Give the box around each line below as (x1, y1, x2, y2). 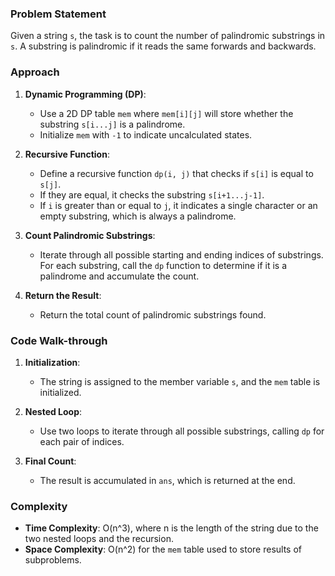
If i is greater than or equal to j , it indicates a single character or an (39, 199, 318, 211)
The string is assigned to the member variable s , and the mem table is (39, 375, 321, 387)
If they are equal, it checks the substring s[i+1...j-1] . (39, 188, 265, 201)
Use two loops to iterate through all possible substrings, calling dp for (39, 425, 325, 437)
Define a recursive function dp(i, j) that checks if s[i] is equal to (39, 167, 314, 179)
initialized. (39, 386, 82, 398)
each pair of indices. (39, 435, 125, 447)
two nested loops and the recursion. (24, 533, 174, 545)
